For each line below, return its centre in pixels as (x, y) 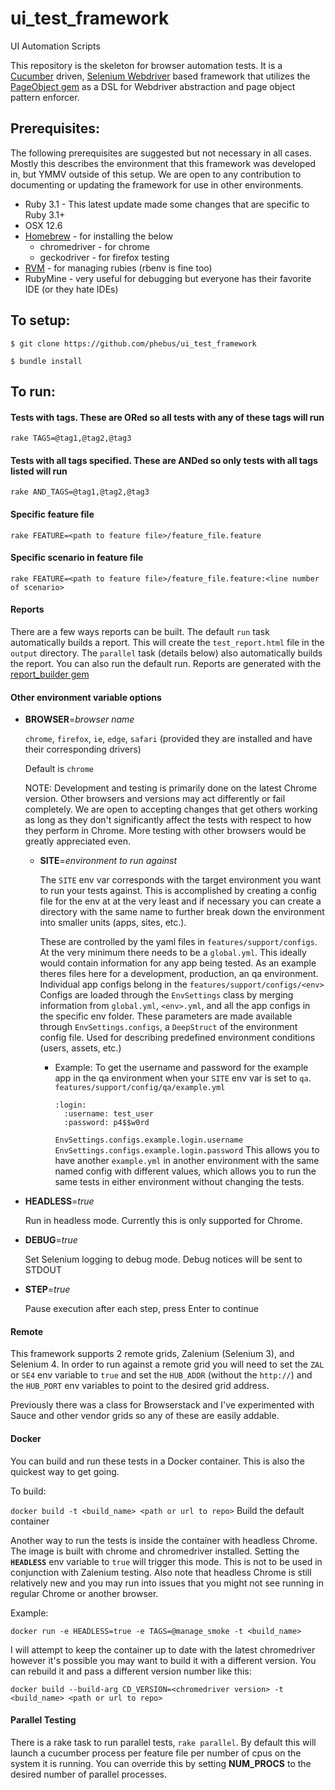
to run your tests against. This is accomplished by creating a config (178, 891)
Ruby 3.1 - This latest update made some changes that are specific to (167, 204)
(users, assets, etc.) (80, 1048)
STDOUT (43, 1270)
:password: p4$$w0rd (106, 1123)
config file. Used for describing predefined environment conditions (177, 1038)
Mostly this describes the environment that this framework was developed (163, 163)
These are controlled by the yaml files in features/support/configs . (178, 942)
